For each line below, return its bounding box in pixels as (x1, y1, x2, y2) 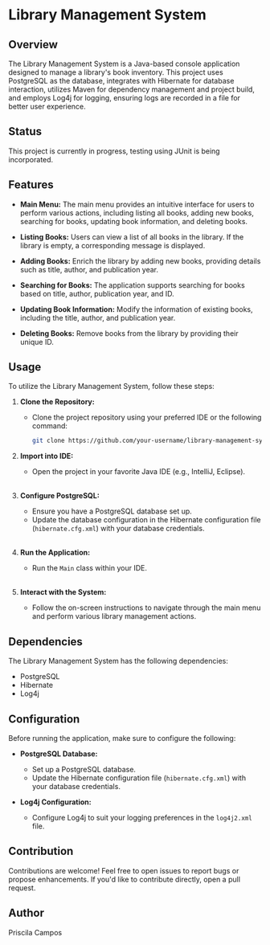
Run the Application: (19, 548, 91, 558)
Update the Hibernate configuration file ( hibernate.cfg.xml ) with (31, 773, 247, 783)
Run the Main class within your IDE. (31, 563, 147, 573)
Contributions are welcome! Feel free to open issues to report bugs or (8, 865, 239, 875)
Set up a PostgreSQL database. (31, 764, 137, 774)
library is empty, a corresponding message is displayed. (19, 240, 206, 250)
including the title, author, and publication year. (19, 313, 176, 322)
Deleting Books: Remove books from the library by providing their (19, 328, 239, 338)
